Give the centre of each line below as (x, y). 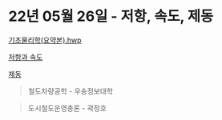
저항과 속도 (26, 57)
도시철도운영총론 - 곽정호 (67, 108)
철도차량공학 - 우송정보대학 (71, 91)
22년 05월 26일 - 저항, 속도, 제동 (111, 16)
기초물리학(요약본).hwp (45, 40)
